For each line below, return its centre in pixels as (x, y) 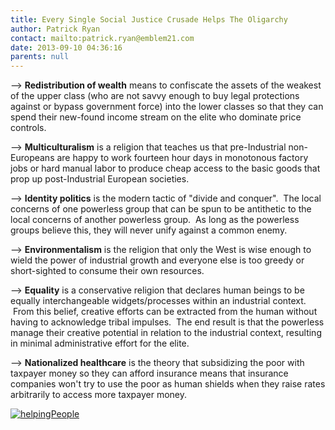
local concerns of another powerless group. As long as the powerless (155, 220)
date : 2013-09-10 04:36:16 (66, 47)
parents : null (40, 57)
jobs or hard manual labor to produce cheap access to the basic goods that (165, 168)
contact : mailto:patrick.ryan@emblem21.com (102, 38)
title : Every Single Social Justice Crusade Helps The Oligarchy (149, 19)
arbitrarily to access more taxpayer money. (98, 395)
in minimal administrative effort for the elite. (100, 343)
